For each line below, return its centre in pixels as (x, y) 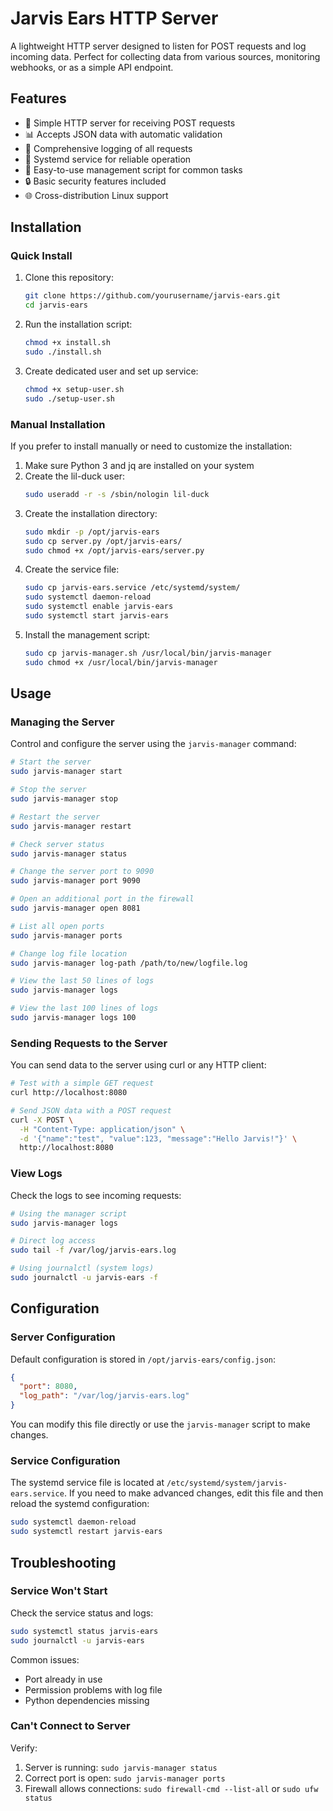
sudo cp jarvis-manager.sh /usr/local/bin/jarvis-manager (148, 653)
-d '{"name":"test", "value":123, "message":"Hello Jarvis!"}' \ (158, 1138)
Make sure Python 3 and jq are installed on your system (139, 465)
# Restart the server (55, 817)
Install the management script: (87, 634)
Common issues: (45, 1659)
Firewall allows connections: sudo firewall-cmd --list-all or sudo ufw (171, 1788)
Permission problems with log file (93, 1689)
